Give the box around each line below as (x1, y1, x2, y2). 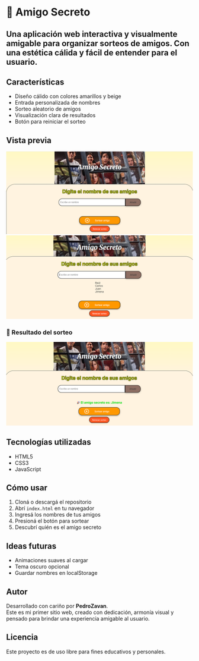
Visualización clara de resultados (14, 112, 96, 119)
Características (6, 77, 65, 87)
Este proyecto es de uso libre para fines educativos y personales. (6, 648, 166, 655)
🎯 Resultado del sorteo (6, 328, 73, 336)
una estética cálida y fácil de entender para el (6, 48, 178, 58)
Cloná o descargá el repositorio (14, 499, 92, 506)
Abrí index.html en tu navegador (14, 505, 95, 512)
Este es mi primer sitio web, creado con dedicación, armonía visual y (6, 609, 174, 616)
